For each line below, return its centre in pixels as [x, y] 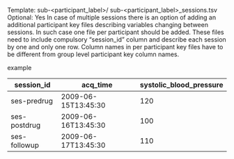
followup [25, 145]
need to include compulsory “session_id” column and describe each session [117, 40]
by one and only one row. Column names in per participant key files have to [115, 47]
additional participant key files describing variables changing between [108, 25]
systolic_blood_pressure [181, 85]
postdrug [26, 125]
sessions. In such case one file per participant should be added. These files [116, 32]
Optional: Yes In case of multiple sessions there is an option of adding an [112, 17]
